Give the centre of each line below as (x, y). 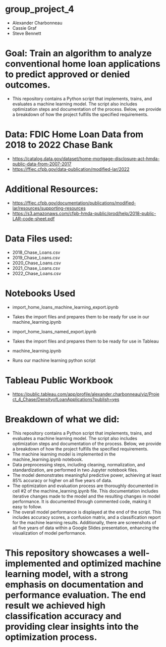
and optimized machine (112, 563)
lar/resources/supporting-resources (49, 208)
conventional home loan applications (83, 64)
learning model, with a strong (67, 574)
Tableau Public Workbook (59, 380)
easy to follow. (27, 506)
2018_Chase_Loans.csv (36, 252)
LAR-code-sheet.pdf (33, 218)
